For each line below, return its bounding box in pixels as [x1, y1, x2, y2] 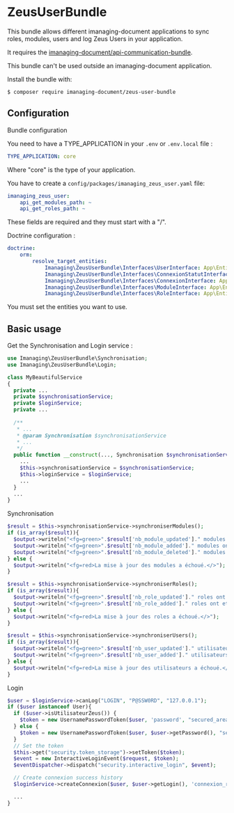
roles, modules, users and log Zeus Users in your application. [7, 34, 183, 42]
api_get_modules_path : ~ [19, 199, 92, 206]
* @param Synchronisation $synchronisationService [16, 432, 167, 439]
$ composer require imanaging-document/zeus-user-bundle [7, 88, 176, 95]
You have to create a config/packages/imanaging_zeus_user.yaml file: [7, 179, 205, 187]
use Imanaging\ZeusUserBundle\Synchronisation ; [7, 355, 148, 362]
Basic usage [7, 323, 61, 335]
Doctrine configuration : [7, 231, 76, 240]
